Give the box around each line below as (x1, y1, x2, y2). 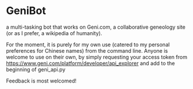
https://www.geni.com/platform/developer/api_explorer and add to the (6, 60, 175, 67)
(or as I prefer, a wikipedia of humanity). (6, 29, 102, 36)
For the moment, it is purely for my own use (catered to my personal (6, 41, 170, 48)
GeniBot (6, 4, 46, 18)
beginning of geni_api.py (6, 66, 66, 73)
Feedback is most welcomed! (6, 77, 77, 84)
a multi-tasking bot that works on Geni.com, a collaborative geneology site (6, 23, 186, 30)
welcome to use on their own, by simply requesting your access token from (6, 53, 188, 60)
